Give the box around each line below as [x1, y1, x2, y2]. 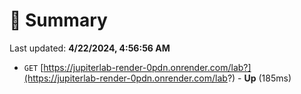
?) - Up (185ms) [227, 72, 292, 84]
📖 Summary [9, 9, 108, 32]
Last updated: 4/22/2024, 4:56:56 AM [9, 42, 171, 54]
